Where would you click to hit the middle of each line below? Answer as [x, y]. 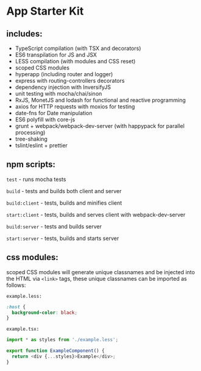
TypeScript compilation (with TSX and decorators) [78, 48]
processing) [30, 132]
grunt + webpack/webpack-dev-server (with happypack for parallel [100, 126]
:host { [16, 307]
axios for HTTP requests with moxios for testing [75, 107]
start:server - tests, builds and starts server [63, 238]
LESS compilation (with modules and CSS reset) [75, 61]
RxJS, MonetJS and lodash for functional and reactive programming [100, 100]
